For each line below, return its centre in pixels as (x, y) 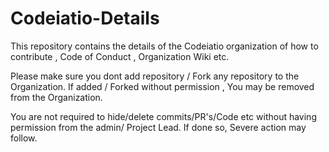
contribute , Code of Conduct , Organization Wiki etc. (120, 56)
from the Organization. (56, 97)
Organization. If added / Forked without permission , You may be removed (162, 86)
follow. (24, 138)
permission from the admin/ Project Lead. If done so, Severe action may (158, 127)
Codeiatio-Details (85, 18)
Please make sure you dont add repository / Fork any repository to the (155, 76)
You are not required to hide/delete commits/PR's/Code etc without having (163, 116)
